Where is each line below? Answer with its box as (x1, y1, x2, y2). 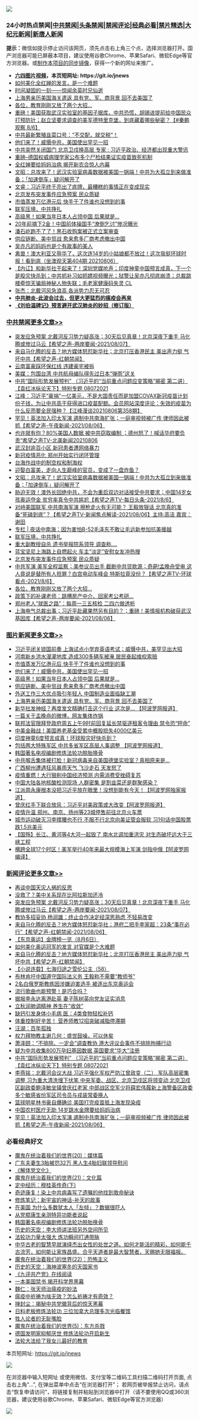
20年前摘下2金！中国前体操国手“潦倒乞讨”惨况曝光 (14, 220, 139, 228)
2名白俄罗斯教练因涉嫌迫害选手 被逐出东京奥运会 (14, 980, 134, 988)
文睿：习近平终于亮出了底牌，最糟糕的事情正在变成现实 (14, 183, 150, 190)
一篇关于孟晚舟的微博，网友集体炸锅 (14, 712, 104, 719)
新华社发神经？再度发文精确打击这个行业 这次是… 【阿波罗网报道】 (14, 705, 178, 712)
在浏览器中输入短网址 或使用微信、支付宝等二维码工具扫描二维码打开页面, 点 (6, 1374, 192, 1381)
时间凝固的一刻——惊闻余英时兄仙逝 (14, 87, 104, 94)
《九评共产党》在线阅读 (14, 1271, 72, 1278)
